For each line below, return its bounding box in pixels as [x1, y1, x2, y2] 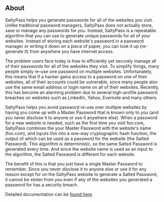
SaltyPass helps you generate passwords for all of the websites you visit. [5, 17, 154, 23]
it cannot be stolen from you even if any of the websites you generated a [5, 176, 153, 182]
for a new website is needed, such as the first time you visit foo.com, [5, 120, 145, 126]
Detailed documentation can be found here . [5, 191, 94, 197]
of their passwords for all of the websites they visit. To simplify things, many [5, 63, 160, 69]
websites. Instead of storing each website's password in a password [5, 38, 144, 44]
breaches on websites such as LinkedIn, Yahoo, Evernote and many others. [5, 95, 158, 101]
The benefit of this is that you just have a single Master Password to [5, 161, 143, 167]
